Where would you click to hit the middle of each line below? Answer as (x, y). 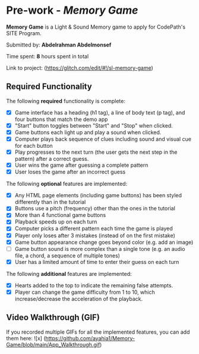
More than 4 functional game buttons (60, 215)
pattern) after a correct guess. (52, 159)
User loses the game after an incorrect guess (70, 172)
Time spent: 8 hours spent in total (48, 56)
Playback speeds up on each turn (56, 222)
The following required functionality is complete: (66, 101)
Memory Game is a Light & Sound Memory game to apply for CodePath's (96, 27)
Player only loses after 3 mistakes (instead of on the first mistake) (95, 235)
